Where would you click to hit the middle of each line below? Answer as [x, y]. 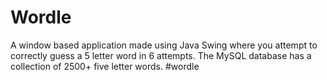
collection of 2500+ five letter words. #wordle [105, 66]
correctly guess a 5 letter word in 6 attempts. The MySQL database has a [161, 55]
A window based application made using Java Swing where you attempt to [164, 45]
